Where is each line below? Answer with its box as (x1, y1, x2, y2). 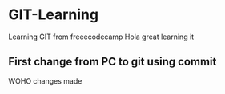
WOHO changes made (8, 76, 82, 85)
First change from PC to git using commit (8, 55, 217, 69)
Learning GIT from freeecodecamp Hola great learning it (8, 32, 195, 41)
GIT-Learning (8, 6, 98, 24)
